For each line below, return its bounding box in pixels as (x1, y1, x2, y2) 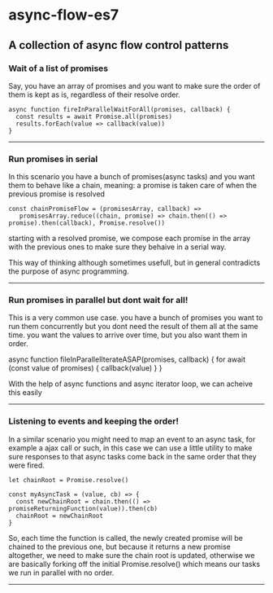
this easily (8, 388, 42, 398)
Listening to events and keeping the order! (8, 415, 179, 427)
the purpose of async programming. (8, 266, 130, 276)
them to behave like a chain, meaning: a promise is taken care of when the (8, 181, 258, 191)
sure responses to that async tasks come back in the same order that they (8, 451, 258, 461)
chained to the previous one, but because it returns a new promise (8, 542, 232, 551)
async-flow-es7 (8, 6, 119, 24)
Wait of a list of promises (8, 63, 108, 74)
